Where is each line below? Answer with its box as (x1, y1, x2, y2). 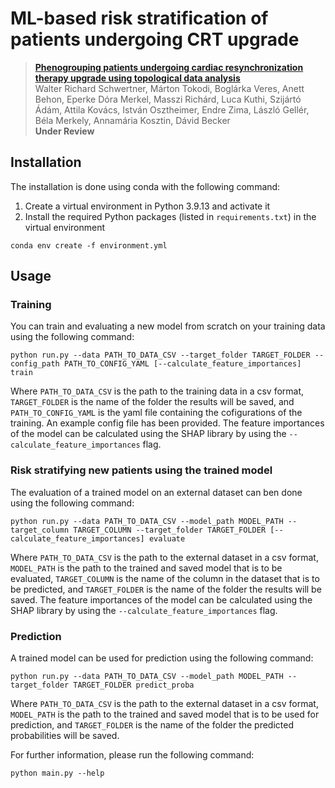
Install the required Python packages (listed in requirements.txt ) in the (24, 210, 317, 222)
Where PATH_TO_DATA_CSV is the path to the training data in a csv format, (10, 385, 305, 397)
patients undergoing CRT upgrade (10, 28, 300, 51)
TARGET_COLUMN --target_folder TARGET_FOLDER (73, 525, 267, 535)
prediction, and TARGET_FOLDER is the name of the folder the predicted (10, 719, 295, 731)
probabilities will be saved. (10, 730, 120, 742)
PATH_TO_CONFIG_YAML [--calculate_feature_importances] (63, 359, 302, 369)
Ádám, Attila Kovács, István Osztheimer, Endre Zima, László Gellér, (34, 103, 310, 116)
